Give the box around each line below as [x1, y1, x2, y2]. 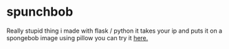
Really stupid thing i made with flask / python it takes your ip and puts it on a [6, 27, 223, 35]
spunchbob [6, 4, 74, 20]
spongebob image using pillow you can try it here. [6, 33, 149, 42]
